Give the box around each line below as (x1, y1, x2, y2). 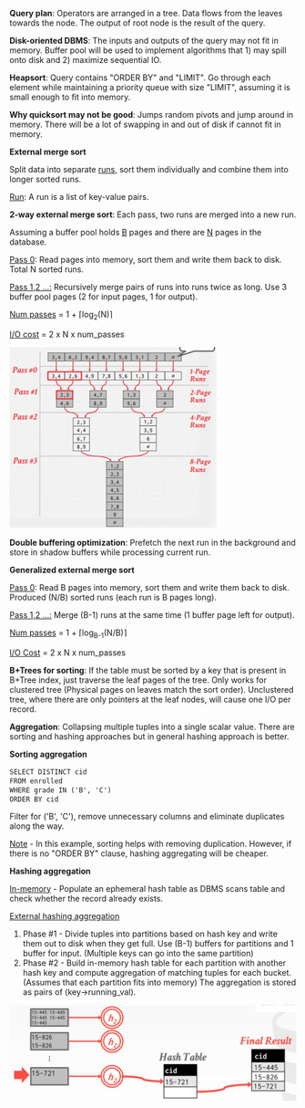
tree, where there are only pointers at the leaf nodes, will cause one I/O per (9, 694, 291, 705)
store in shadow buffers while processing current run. (9, 547, 211, 558)
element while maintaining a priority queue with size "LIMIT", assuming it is (9, 82, 291, 92)
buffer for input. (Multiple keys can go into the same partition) (22, 947, 254, 958)
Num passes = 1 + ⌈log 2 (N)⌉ (9, 309, 114, 322)
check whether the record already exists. (9, 893, 164, 904)
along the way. (9, 821, 65, 831)
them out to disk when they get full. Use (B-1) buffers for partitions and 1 (22, 937, 294, 948)
